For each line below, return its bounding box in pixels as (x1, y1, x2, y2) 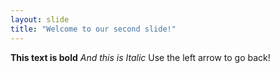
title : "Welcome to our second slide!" (10, 24, 177, 34)
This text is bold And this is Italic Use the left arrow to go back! (10, 51, 271, 63)
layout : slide (10, 14, 70, 25)
